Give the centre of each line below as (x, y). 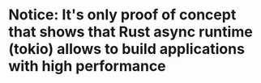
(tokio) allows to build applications (127, 49)
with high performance (87, 66)
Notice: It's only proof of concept (122, 15)
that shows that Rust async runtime (130, 32)
